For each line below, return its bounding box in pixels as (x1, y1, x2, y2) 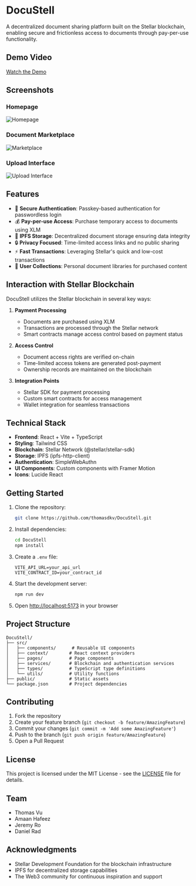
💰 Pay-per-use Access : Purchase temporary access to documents (14, 218, 178, 225)
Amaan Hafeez (14, 815, 51, 823)
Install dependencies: (14, 526, 67, 533)
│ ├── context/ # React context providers (6, 650, 135, 656)
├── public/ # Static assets (6, 676, 109, 682)
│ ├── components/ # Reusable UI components (6, 645, 135, 651)
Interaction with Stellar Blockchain (6, 280, 135, 290)
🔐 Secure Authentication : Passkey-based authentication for (14, 205, 160, 212)
